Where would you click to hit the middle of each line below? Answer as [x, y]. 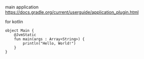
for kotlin [14, 22]
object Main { [20, 31]
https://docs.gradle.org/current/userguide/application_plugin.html [72, 12]
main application [22, 7]
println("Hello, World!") [50, 43]
